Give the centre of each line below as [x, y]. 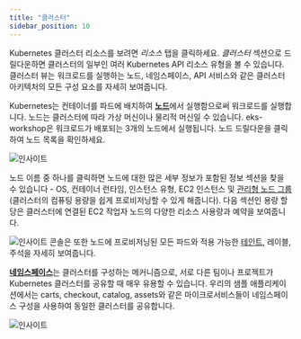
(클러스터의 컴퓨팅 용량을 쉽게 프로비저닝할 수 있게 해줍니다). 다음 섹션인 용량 [144, 200]
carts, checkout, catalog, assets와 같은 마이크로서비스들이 [145, 294]
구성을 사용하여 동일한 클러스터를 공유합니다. [97, 306]
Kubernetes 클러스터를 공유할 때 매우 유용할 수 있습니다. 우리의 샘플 [129, 283]
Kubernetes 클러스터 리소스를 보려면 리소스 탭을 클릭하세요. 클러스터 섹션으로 [146, 53]
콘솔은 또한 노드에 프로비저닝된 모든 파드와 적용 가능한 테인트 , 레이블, [170, 241]
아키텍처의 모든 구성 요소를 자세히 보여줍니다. [89, 86]
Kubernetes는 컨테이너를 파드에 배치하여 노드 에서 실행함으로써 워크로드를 [139, 105]
